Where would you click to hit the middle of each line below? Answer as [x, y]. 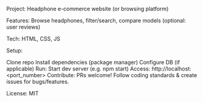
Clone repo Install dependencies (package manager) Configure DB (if [93, 62]
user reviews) [23, 27]
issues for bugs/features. [38, 82]
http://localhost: [171, 69]
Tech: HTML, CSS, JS [33, 39]
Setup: [15, 50]
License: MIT [22, 93]
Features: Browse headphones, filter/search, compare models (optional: [96, 20]
